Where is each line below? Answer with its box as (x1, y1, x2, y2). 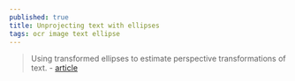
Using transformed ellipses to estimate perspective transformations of (30, 54, 286, 64)
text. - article (30, 63, 78, 73)
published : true (9, 12, 69, 22)
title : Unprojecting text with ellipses (9, 21, 161, 30)
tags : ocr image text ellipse (9, 29, 121, 38)
